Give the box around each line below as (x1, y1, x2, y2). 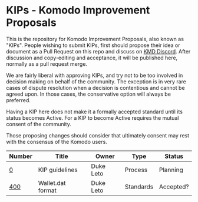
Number (9, 152, 32, 160)
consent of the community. (6, 120, 72, 127)
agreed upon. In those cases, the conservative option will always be (6, 90, 171, 97)
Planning (159, 166, 184, 174)
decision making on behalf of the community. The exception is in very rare (6, 78, 187, 85)
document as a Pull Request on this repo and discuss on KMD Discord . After (6, 48, 191, 55)
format (38, 186, 57, 194)
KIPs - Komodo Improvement (6, 4, 150, 17)
